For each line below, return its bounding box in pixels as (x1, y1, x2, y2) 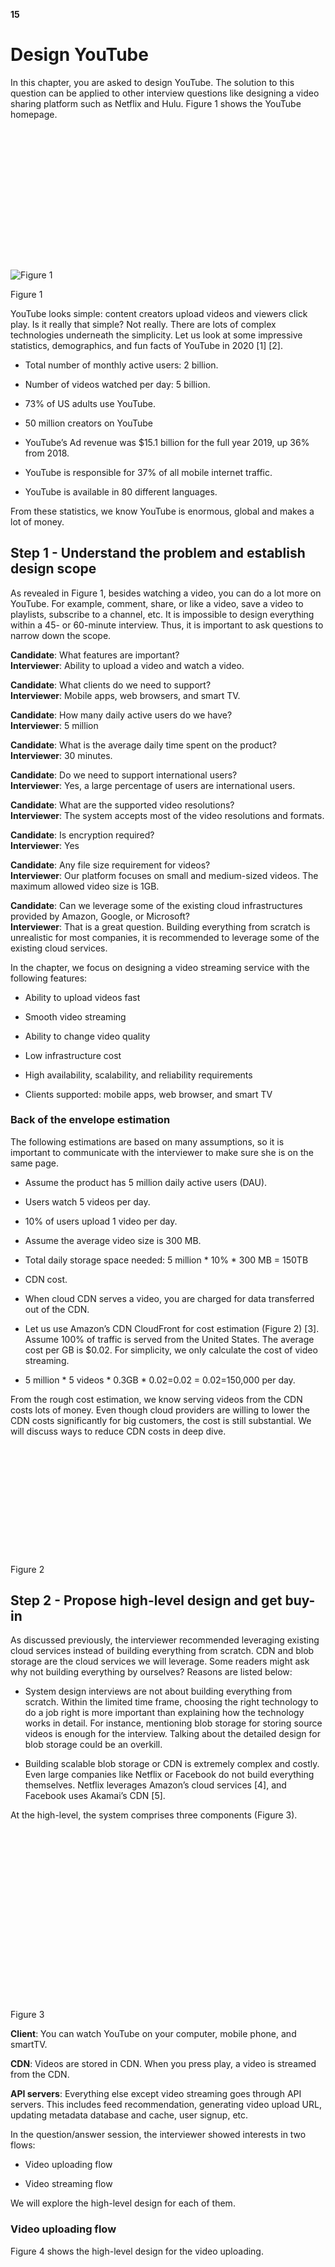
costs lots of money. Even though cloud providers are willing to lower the (10, 1404, 310, 1416)
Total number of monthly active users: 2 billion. (24, 359, 219, 371)
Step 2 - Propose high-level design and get (10, 1592, 283, 1609)
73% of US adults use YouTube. (24, 397, 156, 409)
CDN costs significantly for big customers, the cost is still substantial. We (10, 1414, 312, 1426)
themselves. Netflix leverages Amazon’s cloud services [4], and (24, 1779, 287, 1791)
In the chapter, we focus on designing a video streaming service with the (10, 961, 310, 973)
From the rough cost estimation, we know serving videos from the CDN (10, 1393, 303, 1405)
